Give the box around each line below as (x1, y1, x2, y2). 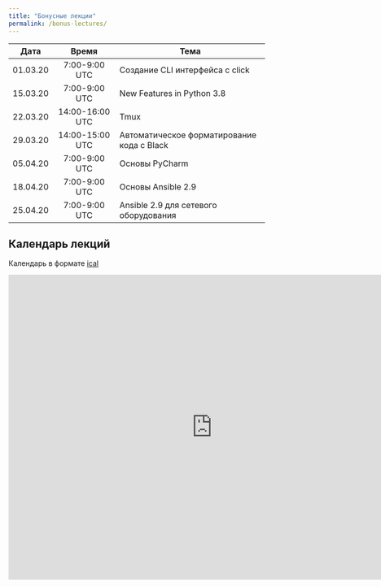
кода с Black (119, 139, 169, 150)
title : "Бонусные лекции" (8, 11, 96, 20)
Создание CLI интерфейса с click (119, 64, 250, 76)
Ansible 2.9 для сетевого (119, 199, 217, 211)
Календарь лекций (8, 237, 111, 250)
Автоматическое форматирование (119, 129, 257, 141)
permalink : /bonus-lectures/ (8, 20, 107, 28)
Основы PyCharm (119, 158, 189, 169)
